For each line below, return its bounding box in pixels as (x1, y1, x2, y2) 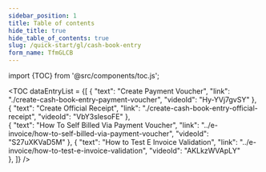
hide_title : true (8, 26, 66, 34)
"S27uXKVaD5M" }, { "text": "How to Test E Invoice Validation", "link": (8, 138, 238, 146)
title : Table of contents (8, 19, 95, 27)
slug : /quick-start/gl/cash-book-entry (8, 42, 142, 50)
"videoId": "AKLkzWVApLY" (149, 146, 241, 155)
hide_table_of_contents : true (8, 34, 110, 42)
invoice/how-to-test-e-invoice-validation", (8, 146, 148, 155)
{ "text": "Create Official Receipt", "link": (8, 103, 141, 113)
